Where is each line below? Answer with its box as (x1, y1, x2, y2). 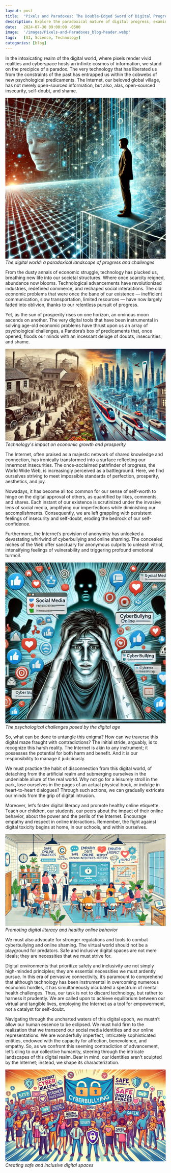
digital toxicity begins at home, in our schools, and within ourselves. (5, 824, 148, 830)
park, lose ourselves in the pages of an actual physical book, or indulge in (5, 781, 160, 788)
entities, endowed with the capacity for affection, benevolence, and (5, 1037, 147, 1043)
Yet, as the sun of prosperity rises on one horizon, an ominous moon (5, 311, 149, 317)
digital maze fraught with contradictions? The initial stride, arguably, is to (5, 739, 158, 745)
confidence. (5, 520, 31, 527)
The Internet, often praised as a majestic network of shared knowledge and (5, 451, 163, 457)
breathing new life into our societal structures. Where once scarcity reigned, (5, 274, 165, 281)
